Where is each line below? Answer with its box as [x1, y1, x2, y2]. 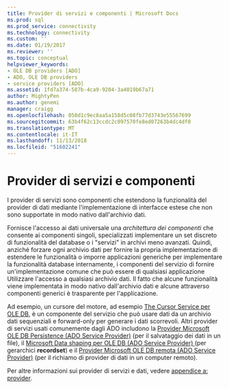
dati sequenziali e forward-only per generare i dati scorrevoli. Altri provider [7, 316, 218, 325]
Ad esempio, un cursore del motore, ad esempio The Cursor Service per [7, 302, 211, 310]
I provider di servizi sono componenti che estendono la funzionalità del [7, 196, 207, 204]
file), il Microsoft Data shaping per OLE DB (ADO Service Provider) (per [7, 338, 207, 347]
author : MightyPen [7, 93, 59, 100]
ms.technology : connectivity [7, 29, 90, 36]
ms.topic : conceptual [7, 55, 69, 62]
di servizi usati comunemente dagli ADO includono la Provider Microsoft [7, 324, 210, 332]
